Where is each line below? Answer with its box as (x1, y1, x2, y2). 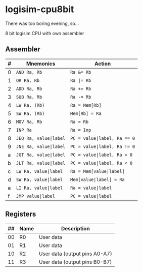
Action (94, 60, 111, 67)
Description (61, 225, 90, 232)
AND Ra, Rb (16, 69, 42, 75)
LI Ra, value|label (16, 185, 63, 191)
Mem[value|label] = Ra (70, 176, 125, 183)
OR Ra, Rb (16, 77, 40, 83)
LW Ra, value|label (16, 168, 63, 174)
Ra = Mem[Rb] (70, 102, 102, 108)
